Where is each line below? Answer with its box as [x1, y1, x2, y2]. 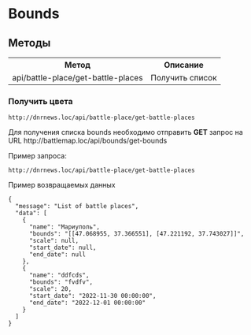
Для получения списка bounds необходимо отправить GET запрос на [8, 128, 244, 137]
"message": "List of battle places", [15, 203, 139, 210]
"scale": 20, [28, 285, 72, 293]
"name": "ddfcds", [28, 271, 90, 280]
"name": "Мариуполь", [28, 223, 101, 231]
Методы [8, 36, 51, 50]
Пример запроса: [8, 151, 67, 161]
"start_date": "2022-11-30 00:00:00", [28, 292, 157, 300]
